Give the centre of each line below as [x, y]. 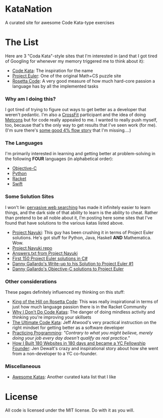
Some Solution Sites [30, 197]
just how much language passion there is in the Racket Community [79, 307]
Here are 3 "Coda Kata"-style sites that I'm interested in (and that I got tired [81, 56]
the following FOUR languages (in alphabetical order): [59, 159]
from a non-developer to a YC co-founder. [55, 354]
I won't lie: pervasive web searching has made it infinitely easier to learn [78, 207]
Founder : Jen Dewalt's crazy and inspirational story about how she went [85, 348]
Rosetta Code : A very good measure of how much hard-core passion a [83, 81]
